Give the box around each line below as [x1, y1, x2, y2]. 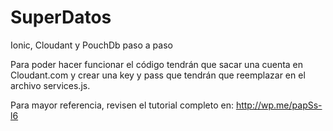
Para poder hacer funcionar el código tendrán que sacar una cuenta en [10, 58, 304, 70]
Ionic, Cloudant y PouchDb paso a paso [10, 39, 173, 51]
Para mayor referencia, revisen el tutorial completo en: [10, 99, 234, 111]
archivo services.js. [10, 79, 91, 91]
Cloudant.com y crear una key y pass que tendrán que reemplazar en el [10, 69, 306, 81]
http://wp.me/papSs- [235, 99, 323, 111]
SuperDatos [10, 6, 112, 29]
